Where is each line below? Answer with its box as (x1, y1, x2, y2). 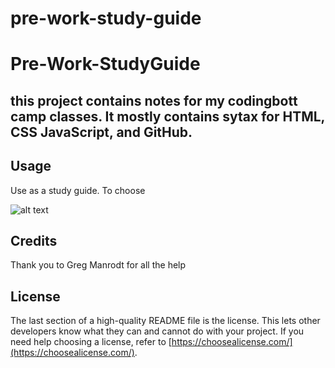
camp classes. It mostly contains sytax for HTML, (10, 108, 325, 125)
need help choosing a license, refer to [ (10, 336, 172, 348)
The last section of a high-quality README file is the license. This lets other (10, 315, 321, 327)
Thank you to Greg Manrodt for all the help (10, 259, 187, 271)
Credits (10, 232, 58, 249)
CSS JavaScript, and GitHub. (10, 123, 193, 141)
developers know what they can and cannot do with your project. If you (10, 325, 305, 337)
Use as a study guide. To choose (10, 184, 146, 196)
